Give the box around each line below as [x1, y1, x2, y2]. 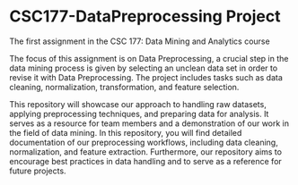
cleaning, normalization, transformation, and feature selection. [9, 81, 240, 92]
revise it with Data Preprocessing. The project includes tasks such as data [9, 71, 283, 82]
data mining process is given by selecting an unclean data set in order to [9, 63, 278, 73]
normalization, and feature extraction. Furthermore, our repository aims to [9, 146, 283, 157]
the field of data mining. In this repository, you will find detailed [9, 127, 242, 138]
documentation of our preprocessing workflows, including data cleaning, [9, 137, 278, 147]
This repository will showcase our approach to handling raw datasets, [9, 98, 267, 109]
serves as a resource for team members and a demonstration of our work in [9, 118, 290, 129]
